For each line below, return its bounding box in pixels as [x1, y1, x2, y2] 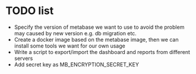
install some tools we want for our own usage [14, 42, 125, 49]
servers [14, 55, 33, 62]
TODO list [5, 4, 54, 18]
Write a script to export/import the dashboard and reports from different [14, 48, 191, 55]
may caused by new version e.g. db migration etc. [14, 29, 137, 36]
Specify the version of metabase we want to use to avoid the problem [14, 23, 185, 31]
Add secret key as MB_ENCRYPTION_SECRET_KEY [14, 60, 139, 68]
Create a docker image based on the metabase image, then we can [14, 36, 179, 43]
